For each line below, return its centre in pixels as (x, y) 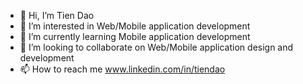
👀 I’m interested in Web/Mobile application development (135, 26)
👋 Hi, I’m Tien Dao (57, 15)
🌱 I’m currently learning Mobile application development (135, 36)
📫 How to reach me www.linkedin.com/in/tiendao (122, 69)
